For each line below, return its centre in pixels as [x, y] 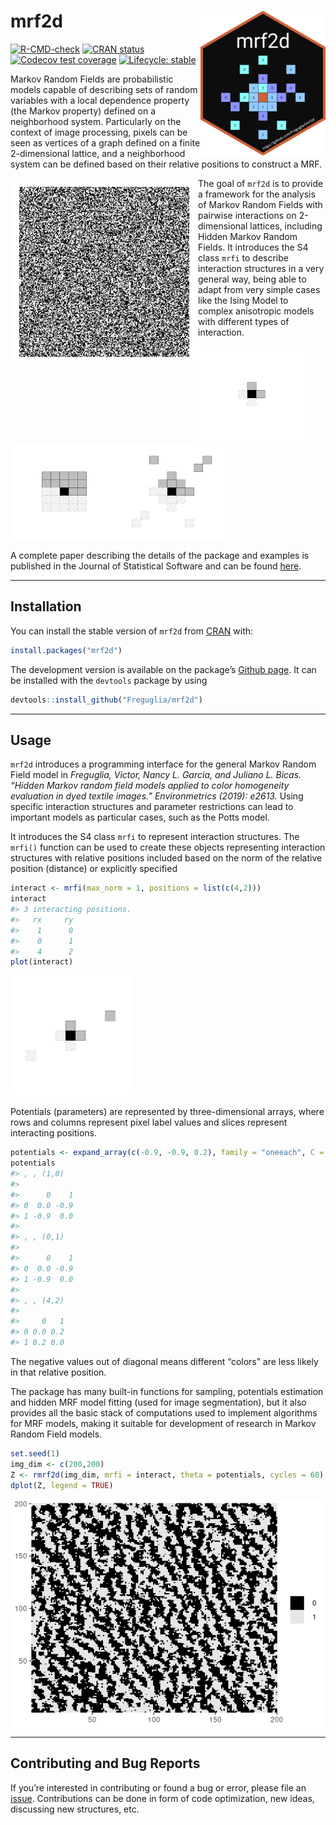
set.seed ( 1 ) [35, 1453]
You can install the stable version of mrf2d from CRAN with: [132, 631]
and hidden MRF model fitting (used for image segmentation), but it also [158, 1402]
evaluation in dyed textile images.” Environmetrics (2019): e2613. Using [157, 796]
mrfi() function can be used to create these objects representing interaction [168, 847]
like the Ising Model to [243, 300]
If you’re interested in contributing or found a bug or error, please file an [158, 1787]
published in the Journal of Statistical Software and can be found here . [156, 566]
